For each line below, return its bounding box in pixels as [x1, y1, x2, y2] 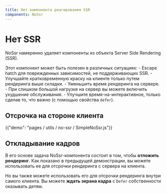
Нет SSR [5, 33, 41, 45]
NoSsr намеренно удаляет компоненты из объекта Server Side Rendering [5, 50, 161, 56]
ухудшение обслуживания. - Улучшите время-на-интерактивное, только [5, 91, 161, 97]
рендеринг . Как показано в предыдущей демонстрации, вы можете [5, 158, 151, 164]
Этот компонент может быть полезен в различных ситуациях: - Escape [5, 65, 157, 71]
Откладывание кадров [5, 139, 80, 147]
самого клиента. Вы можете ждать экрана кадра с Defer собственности [5, 178, 161, 184]
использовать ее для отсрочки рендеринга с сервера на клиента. [5, 163, 146, 169]
